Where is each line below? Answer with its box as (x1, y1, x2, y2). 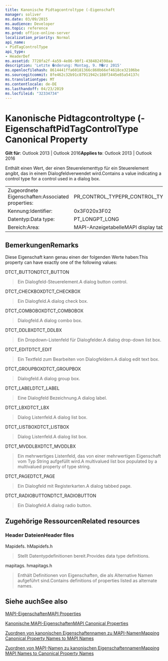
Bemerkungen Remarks (5, 241, 79, 249)
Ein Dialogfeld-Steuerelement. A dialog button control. (17, 279, 128, 285)
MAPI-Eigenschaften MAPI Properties (5, 611, 81, 617)
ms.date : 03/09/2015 (5, 16, 48, 21)
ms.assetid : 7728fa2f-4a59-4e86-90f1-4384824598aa (5, 58, 113, 63)
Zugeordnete (7, 187, 38, 194)
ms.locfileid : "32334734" (5, 91, 59, 96)
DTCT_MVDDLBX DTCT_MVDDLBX (5, 443, 76, 450)
